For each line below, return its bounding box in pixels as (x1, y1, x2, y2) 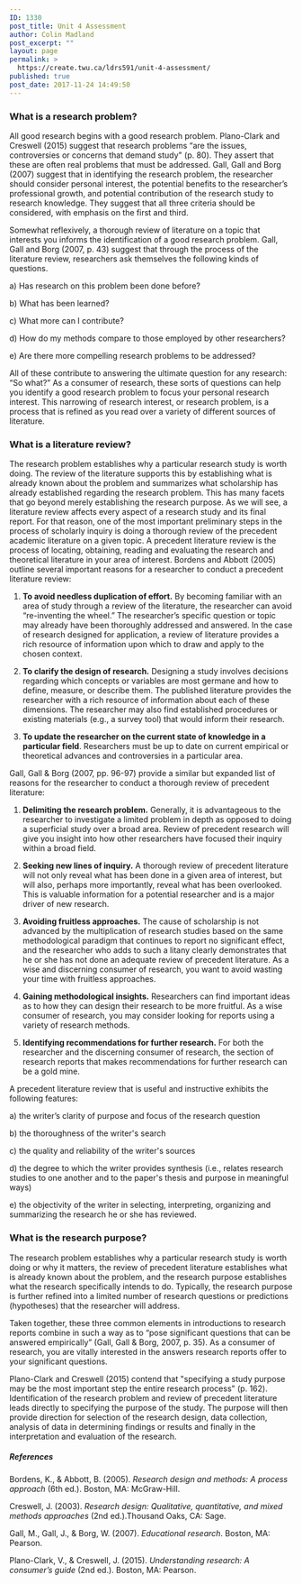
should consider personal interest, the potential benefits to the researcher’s (9, 178, 289, 189)
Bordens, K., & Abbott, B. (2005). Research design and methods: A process (9, 1474, 289, 1485)
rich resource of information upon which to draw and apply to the (22, 639, 265, 650)
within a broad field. (22, 843, 97, 854)
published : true (9, 72, 70, 81)
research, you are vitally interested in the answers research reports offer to (9, 1346, 288, 1357)
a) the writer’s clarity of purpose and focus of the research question (9, 1111, 261, 1122)
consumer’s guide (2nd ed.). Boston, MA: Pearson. (9, 1565, 197, 1576)
